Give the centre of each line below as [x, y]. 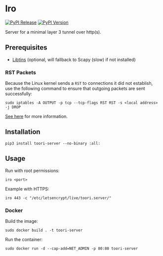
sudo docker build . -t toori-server [44, 230]
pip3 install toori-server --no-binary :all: [53, 143]
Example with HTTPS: [27, 189]
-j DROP [13, 107]
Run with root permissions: [32, 170]
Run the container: [24, 239]
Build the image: [21, 221]
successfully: [19, 94]
